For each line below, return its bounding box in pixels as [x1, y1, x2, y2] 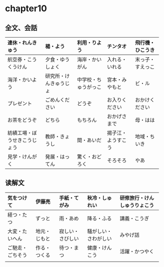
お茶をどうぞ [7, 117, 38, 123]
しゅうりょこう [119, 201, 154, 208]
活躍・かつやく [119, 248, 154, 255]
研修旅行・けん [119, 194, 154, 201]
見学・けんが [7, 154, 38, 160]
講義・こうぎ [119, 215, 149, 222]
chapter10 [5, 3, 47, 14]
